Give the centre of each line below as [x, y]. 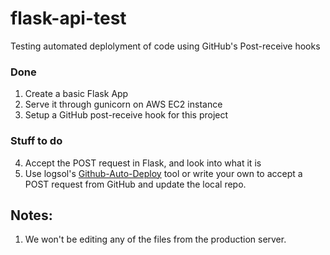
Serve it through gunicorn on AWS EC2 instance [123, 104]
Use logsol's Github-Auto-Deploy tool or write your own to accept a [163, 173]
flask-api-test [68, 18]
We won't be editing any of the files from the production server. [155, 239]
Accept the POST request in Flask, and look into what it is [143, 163]
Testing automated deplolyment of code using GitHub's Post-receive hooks [165, 46]
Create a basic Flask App [76, 94]
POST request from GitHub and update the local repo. [135, 184]
